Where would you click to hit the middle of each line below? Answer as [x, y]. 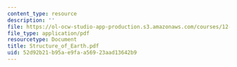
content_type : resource [42, 14]
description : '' [31, 20]
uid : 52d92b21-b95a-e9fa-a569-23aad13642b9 [72, 53]
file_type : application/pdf [49, 33]
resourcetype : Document [42, 40]
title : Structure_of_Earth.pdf [53, 46]
